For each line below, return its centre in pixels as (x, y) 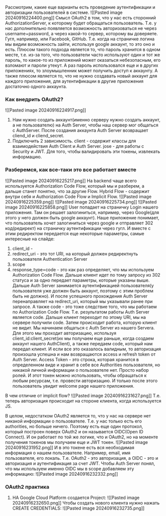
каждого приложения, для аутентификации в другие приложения (74, 81)
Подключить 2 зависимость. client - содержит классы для (74, 141)
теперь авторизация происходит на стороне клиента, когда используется (83, 401)
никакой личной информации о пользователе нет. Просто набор (81, 370)
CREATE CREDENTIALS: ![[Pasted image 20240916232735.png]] (78, 508)
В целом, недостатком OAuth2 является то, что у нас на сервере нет (78, 415)
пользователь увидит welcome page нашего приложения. (73, 386)
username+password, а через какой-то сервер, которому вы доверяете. (82, 34)
